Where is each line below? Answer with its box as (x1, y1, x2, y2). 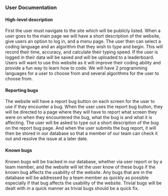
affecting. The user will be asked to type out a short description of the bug (5, 120, 159, 126)
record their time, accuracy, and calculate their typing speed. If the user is (5, 49, 158, 55)
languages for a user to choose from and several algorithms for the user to (5, 70, 159, 76)
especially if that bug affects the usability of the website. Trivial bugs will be (5, 180, 162, 186)
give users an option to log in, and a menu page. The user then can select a (5, 38, 161, 44)
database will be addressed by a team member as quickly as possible (5, 174, 149, 180)
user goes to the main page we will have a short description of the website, (5, 33, 160, 39)
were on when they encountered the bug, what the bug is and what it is (5, 115, 152, 121)
